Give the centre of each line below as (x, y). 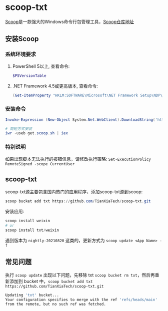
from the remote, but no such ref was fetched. (56, 304)
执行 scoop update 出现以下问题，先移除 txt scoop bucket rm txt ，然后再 (80, 275)
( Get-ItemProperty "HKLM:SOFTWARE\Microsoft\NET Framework (75, 95)
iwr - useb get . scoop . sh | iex (37, 133)
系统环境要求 (21, 54)
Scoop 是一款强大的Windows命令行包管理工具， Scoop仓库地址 (69, 21)
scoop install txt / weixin (32, 230)
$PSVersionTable (29, 76)
